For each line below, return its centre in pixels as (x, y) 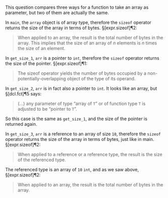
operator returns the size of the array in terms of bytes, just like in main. (80, 139)
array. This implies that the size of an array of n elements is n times (87, 43)
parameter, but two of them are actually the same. (57, 13)
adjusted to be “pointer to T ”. (47, 109)
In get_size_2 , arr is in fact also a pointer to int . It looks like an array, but (81, 88)
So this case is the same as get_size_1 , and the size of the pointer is (76, 119)
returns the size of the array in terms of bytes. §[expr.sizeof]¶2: (71, 28)
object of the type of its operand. (101, 79)
